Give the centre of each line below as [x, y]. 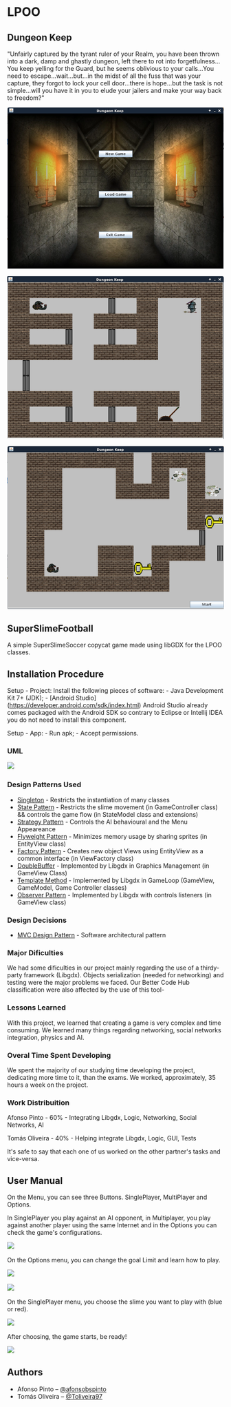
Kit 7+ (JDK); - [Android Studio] [52, 698]
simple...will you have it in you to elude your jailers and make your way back [114, 91]
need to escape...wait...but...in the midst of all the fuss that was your [104, 76]
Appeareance [36, 829]
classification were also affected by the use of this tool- [86, 990]
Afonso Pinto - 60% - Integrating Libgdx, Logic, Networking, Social [102, 1118]
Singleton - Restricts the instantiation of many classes [93, 800]
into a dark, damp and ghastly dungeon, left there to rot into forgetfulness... [114, 61]
